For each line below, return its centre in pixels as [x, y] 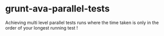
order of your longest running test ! [42, 27]
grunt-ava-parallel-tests [58, 9]
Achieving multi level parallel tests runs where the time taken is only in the [82, 22]
